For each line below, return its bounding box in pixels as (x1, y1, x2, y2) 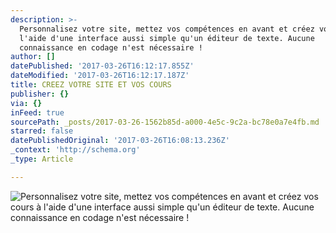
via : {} (10, 98, 43, 108)
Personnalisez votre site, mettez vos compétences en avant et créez (19, 24, 315, 34)
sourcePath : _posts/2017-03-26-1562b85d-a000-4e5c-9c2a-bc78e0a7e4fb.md (10, 117, 320, 127)
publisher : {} (10, 89, 70, 99)
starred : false (10, 126, 74, 136)
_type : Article (10, 154, 74, 164)
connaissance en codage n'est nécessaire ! (19, 42, 203, 53)
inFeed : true (10, 107, 65, 118)
